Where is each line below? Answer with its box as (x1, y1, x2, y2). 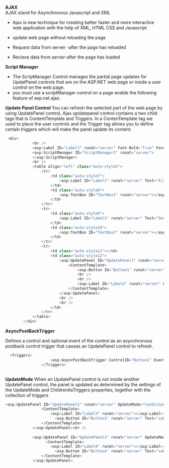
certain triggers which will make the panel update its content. (5, 126, 132, 132)
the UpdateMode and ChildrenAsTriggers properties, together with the (5, 387, 151, 393)
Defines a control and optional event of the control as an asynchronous (5, 338, 152, 343)
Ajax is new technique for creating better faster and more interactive (12, 20, 154, 25)
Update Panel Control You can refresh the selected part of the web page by (5, 105, 163, 110)
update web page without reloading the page (12, 35, 106, 40)
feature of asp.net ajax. (12, 95, 61, 101)
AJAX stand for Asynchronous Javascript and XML (5, 10, 111, 16)
